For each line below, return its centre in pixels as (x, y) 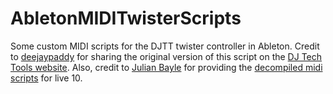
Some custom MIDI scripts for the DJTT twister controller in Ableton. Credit (165, 46)
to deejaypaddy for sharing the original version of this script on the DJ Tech (166, 56)
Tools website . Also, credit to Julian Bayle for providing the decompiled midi (166, 67)
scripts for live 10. (46, 78)
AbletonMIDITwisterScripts (126, 18)
